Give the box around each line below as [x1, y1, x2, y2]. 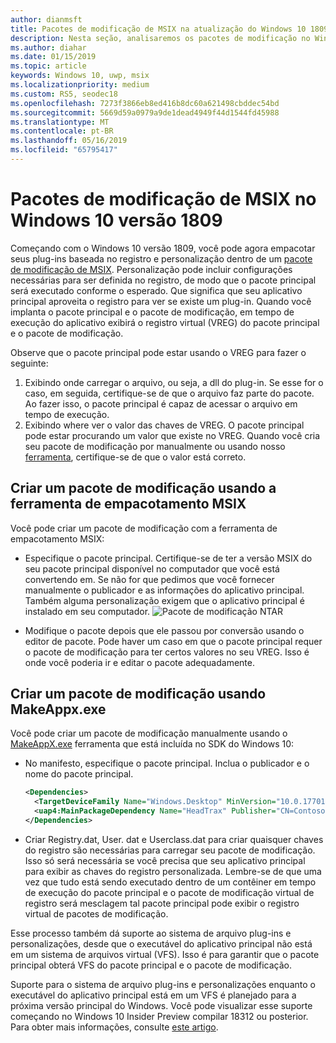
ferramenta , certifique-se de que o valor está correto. [24, 451, 247, 463]
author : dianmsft [10, 14, 83, 25]
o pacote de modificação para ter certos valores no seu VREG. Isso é [24, 646, 310, 658]
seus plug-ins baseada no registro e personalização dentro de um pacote [10, 252, 313, 265]
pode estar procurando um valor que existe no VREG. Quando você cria [24, 429, 321, 441]
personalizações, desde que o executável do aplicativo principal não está [10, 937, 313, 950]
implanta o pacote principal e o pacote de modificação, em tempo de [10, 306, 295, 318]
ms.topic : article [10, 61, 87, 71]
